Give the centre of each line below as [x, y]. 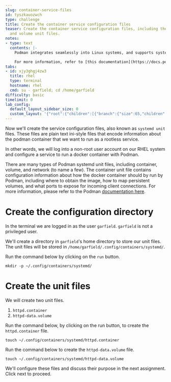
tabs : [11, 67]
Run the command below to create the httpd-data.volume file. [70, 349]
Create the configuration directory [79, 212]
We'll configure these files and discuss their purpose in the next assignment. [85, 368]
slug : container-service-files [38, 10]
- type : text [19, 43]
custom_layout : [26, 114]
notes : [12, 39]
